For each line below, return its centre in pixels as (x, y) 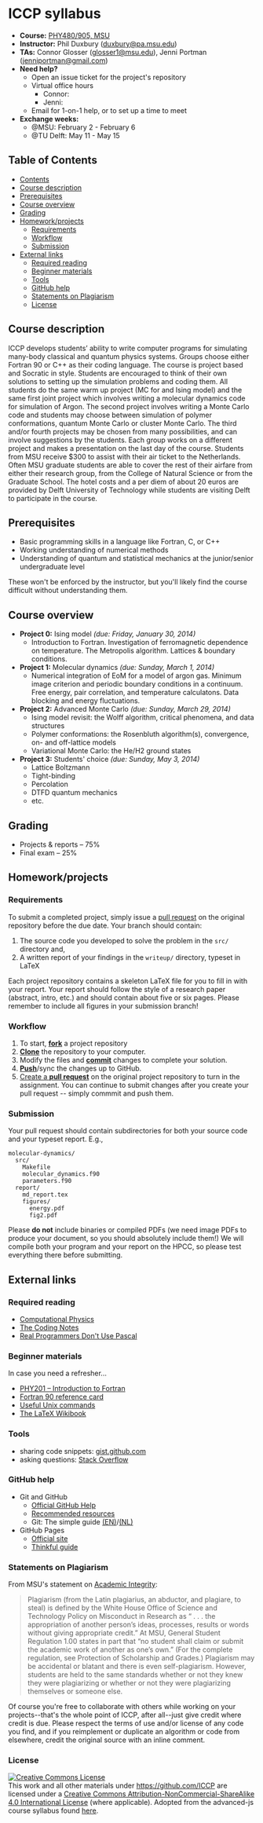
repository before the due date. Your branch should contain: (105, 925)
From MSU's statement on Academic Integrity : (83, 1584)
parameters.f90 (47, 1181)
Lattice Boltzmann (60, 767)
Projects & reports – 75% (60, 844)
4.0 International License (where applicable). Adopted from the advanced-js (131, 1803)
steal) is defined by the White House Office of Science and (122, 1608)
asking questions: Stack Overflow (74, 1459)
